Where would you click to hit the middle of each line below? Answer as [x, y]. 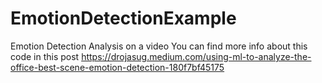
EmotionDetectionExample [123, 18]
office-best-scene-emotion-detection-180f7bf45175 [117, 67]
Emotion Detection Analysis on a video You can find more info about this [159, 46]
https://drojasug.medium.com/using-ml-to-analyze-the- [196, 56]
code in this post [45, 56]
